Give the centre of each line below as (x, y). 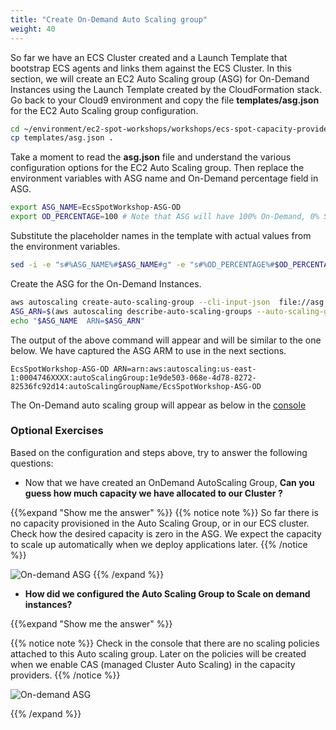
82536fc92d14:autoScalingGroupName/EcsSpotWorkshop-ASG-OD (136, 386)
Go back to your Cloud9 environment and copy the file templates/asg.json (165, 100)
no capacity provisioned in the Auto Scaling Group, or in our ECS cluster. (160, 523)
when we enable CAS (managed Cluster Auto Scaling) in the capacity (153, 664)
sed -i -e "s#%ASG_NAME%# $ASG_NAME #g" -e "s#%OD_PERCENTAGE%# (142, 265)
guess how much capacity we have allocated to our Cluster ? (153, 493)
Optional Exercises (57, 431)
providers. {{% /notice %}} (65, 675)
